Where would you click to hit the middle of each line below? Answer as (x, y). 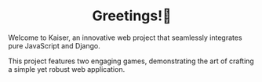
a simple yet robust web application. (67, 69)
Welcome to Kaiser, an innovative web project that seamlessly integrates (125, 37)
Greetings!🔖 (132, 16)
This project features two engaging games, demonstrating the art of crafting (131, 61)
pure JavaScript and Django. (54, 45)
